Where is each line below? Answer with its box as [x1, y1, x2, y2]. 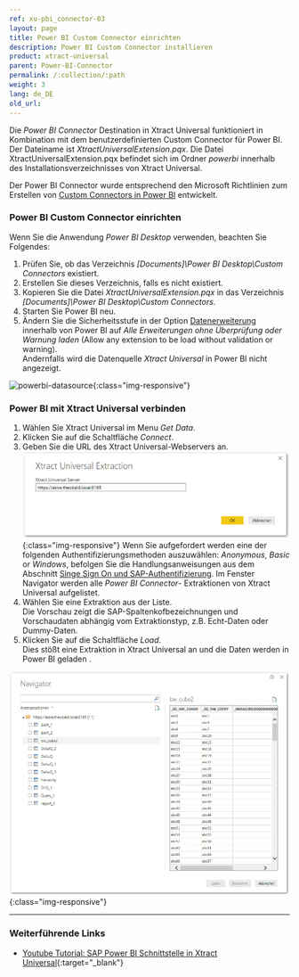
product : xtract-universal [9, 52, 109, 62]
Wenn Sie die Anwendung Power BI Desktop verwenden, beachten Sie [9, 232, 267, 242]
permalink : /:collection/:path [9, 71, 125, 80]
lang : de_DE [9, 89, 53, 98]
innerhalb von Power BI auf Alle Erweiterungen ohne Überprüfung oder [21, 324, 282, 335]
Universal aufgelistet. [21, 587, 101, 598]
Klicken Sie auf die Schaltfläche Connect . [21, 432, 174, 443]
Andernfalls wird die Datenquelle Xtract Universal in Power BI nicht [21, 353, 268, 364]
